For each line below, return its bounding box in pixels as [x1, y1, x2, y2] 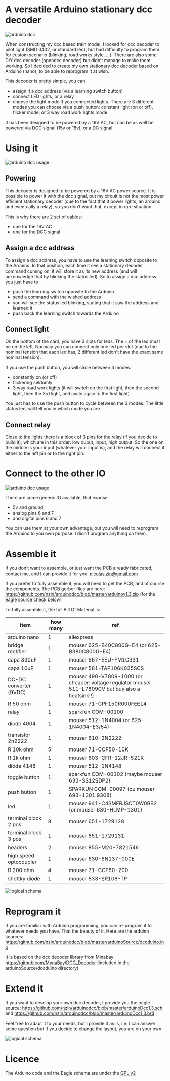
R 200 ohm [8, 867, 34, 874]
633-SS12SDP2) [69, 777, 111, 784]
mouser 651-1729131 [69, 832, 125, 839]
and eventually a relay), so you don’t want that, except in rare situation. [5, 203, 153, 209]
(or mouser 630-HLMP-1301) [69, 806, 143, 813]
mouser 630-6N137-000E [69, 855, 135, 862]
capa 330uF [8, 656, 37, 663]
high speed [8, 852, 34, 859]
